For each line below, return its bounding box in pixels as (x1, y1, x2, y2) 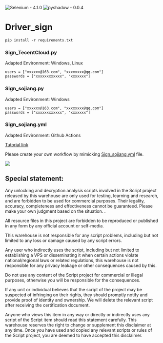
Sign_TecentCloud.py (5, 49, 57, 56)
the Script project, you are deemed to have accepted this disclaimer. (5, 332, 143, 338)
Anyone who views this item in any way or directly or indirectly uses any (5, 311, 150, 317)
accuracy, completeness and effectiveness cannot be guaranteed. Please (5, 203, 153, 209)
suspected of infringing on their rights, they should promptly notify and (5, 292, 148, 298)
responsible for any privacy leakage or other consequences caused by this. (5, 262, 157, 268)
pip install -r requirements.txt (5, 38, 73, 42)
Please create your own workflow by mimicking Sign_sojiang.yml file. (5, 151, 144, 157)
